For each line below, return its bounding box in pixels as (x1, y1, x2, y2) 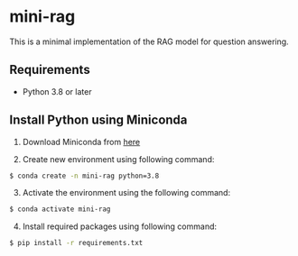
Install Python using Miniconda (9, 113, 188, 128)
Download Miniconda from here (22, 136, 141, 147)
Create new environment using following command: (22, 153, 215, 164)
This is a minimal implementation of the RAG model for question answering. (9, 36, 289, 47)
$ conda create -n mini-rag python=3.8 (9, 171, 160, 180)
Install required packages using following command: (22, 221, 218, 232)
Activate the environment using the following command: (22, 187, 231, 198)
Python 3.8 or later (22, 86, 92, 96)
